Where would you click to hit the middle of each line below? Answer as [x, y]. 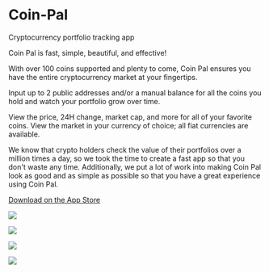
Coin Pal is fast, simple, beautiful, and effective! [88, 52]
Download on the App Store [55, 199]
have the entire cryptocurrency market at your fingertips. [103, 77]
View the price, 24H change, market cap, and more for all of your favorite [130, 117]
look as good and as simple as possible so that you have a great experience [134, 175]
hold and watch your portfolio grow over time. [84, 101]
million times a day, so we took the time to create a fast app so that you [126, 158]
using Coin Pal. [34, 184]
